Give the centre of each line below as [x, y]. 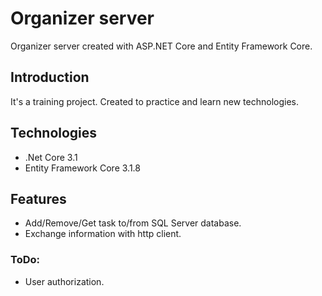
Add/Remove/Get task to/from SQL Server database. [133, 223]
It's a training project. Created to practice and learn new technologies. [154, 101]
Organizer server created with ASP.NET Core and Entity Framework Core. [161, 46]
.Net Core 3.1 [51, 157]
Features [38, 198]
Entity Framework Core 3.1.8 [82, 168]
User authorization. [64, 281]
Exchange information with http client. [103, 234]
